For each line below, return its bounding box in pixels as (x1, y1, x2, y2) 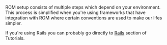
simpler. (5, 20, 22, 26)
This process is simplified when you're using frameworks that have (5, 9, 146, 15)
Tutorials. (5, 35, 25, 41)
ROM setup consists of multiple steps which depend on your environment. (5, 4, 161, 10)
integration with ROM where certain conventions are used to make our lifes (5, 15, 162, 20)
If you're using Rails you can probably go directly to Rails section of (5, 30, 147, 35)
